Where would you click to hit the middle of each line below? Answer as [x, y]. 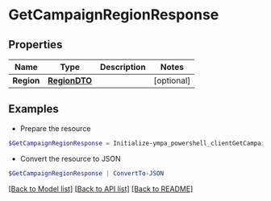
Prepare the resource [55, 128]
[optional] [172, 80]
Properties [35, 45]
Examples [33, 109]
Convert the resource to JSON [70, 158]
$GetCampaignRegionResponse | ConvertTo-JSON [86, 173]
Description [123, 67]
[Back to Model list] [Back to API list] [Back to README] [101, 189]
